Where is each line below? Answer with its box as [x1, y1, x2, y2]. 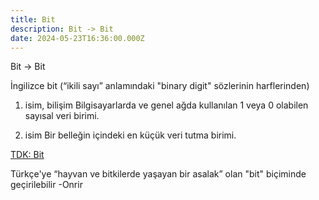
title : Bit [10, 14, 56, 25]
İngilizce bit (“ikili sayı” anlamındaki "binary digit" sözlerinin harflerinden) [10, 80, 310, 92]
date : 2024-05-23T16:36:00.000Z [10, 33, 145, 43]
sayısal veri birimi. [24, 110, 100, 122]
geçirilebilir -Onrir [10, 179, 83, 191]
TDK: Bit [10, 149, 45, 161]
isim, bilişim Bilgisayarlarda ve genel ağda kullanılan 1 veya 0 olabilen [24, 99, 309, 111]
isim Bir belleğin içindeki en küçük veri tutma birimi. [24, 129, 237, 141]
